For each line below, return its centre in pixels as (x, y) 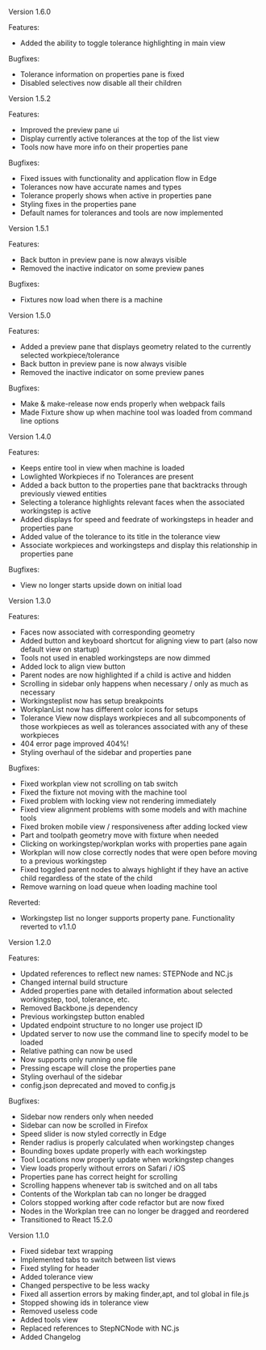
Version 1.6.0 (29, 12)
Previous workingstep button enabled (82, 1017)
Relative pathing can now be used (76, 1051)
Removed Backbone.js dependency (79, 1008)
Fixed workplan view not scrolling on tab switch (99, 784)
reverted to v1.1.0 (48, 926)
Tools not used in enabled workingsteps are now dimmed (115, 658)
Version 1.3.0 (29, 601)
